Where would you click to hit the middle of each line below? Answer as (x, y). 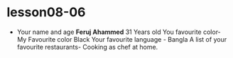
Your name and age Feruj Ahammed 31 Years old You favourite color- (119, 32)
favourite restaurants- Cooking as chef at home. (87, 47)
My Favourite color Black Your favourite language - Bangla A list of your (122, 39)
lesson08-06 (46, 12)
